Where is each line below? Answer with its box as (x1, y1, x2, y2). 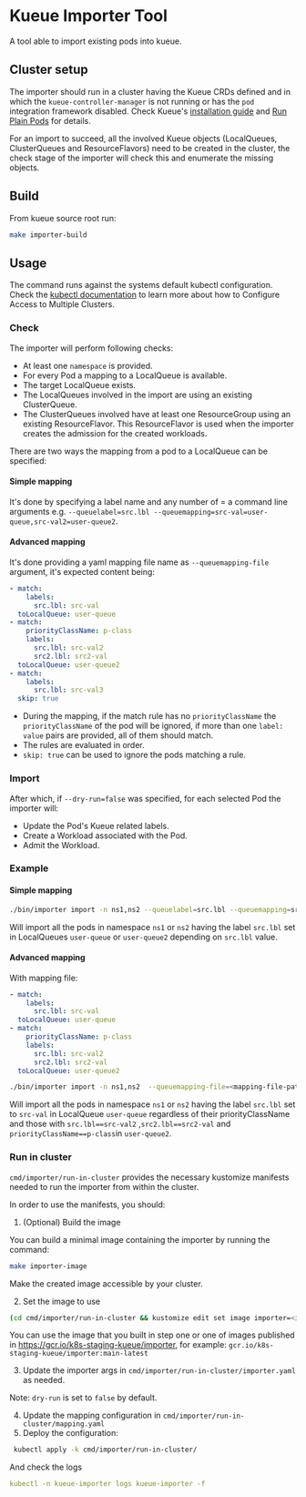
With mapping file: (9, 972, 78, 983)
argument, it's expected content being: (9, 566, 155, 577)
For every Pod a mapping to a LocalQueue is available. (22, 370, 228, 381)
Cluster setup (9, 62, 88, 77)
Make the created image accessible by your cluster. (9, 1277, 203, 1289)
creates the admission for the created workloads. (22, 427, 208, 438)
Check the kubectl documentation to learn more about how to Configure (9, 289, 280, 301)
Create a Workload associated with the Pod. (22, 830, 189, 841)
